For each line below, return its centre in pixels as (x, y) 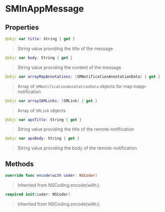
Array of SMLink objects (42, 110)
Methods (20, 164)
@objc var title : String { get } (40, 39)
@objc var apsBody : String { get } (42, 138)
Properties (22, 27)
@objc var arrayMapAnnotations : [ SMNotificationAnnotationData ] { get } (83, 77)
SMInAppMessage (45, 9)
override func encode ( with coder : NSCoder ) (51, 176)
